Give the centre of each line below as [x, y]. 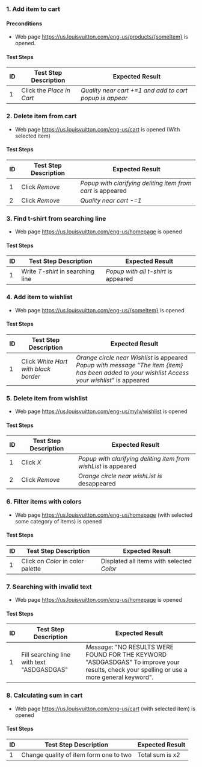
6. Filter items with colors [44, 502]
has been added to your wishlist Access [133, 373]
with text [34, 662]
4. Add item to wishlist [39, 297]
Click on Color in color [53, 561]
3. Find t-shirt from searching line [56, 218]
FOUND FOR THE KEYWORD [126, 655]
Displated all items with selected [146, 561]
